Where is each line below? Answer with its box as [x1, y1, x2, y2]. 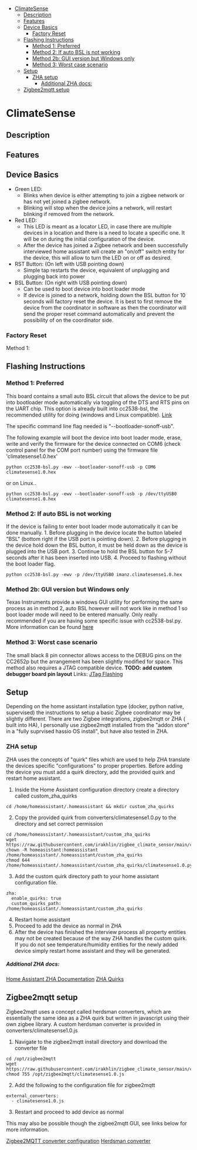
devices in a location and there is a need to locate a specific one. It [23, 229, 185, 236]
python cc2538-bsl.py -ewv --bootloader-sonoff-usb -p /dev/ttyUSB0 [6, 490, 177, 497]
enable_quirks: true [11, 895, 62, 901]
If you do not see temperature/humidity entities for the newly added [14, 941, 179, 948]
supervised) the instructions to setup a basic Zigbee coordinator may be [6, 709, 181, 716]
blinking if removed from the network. [23, 210, 115, 217]
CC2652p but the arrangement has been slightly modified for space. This [6, 658, 183, 665]
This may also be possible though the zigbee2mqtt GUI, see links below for [6, 1119, 188, 1127]
